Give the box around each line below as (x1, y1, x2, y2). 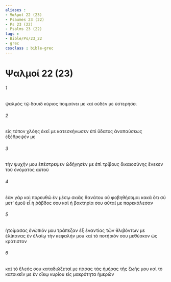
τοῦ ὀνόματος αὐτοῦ (5, 167, 49, 173)
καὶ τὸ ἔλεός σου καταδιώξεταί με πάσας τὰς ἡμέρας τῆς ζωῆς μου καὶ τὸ (5, 266, 163, 272)
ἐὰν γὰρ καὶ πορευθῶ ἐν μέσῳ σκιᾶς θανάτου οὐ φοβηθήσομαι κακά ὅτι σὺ (5, 194, 166, 200)
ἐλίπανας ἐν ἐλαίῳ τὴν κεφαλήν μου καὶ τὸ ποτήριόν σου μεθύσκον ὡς (5, 232, 158, 238)
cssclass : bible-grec (5, 46, 54, 51)
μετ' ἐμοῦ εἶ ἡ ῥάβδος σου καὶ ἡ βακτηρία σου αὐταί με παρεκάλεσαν (5, 200, 153, 206)
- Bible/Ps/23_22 (5, 36, 42, 41)
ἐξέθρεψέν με (5, 134, 36, 140)
